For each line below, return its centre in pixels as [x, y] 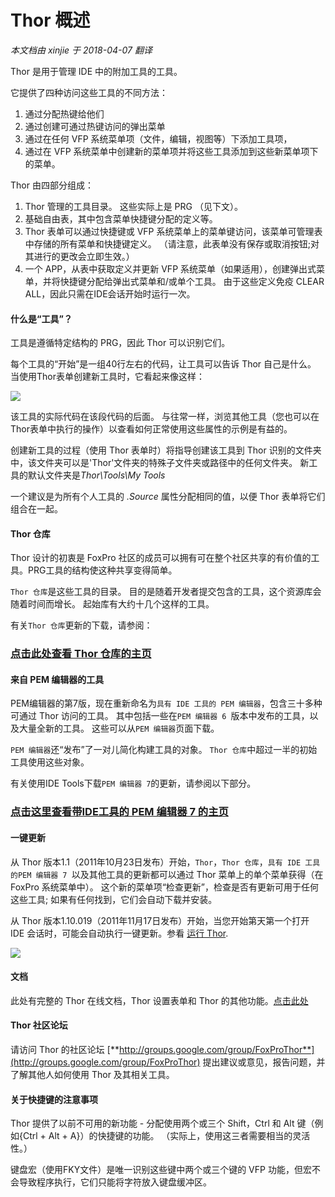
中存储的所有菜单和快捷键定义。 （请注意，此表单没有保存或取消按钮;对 [172, 243]
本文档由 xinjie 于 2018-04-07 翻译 [81, 50]
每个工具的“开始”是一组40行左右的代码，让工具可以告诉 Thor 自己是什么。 [163, 364]
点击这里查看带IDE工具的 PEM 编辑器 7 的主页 [119, 812]
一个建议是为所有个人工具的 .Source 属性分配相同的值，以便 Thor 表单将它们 [168, 497]
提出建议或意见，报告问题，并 [264, 1062]
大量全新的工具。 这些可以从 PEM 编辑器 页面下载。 [119, 728]
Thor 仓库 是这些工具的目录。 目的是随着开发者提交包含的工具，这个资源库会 [166, 592]
